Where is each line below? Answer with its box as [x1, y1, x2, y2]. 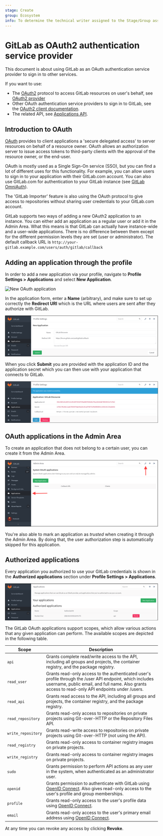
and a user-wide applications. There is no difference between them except [5, 229, 154, 235]
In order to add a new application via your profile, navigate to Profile [5, 271, 142, 277]
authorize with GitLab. [5, 305, 49, 312]
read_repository [7, 716, 40, 721]
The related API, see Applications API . [12, 111, 88, 117]
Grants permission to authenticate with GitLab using [46, 780, 149, 786]
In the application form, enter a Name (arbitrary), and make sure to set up [5, 295, 152, 301]
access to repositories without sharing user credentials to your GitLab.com [5, 199, 154, 204]
